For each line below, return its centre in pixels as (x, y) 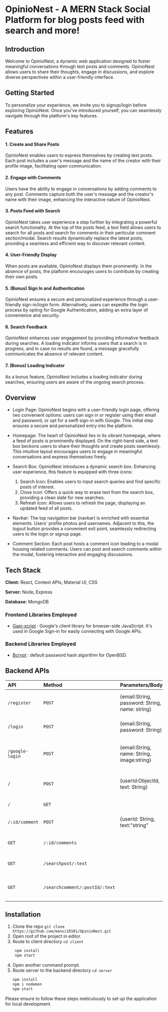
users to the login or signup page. (47, 534)
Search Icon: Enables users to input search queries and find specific (90, 482)
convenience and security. (32, 315)
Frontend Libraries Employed (41, 615)
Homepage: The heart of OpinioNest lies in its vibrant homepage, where (86, 436)
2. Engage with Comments (33, 177)
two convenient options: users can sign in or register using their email (84, 415)
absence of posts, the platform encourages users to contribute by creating (82, 272)
